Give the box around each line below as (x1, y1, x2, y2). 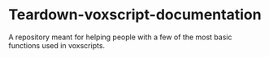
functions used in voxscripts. (8, 40, 106, 50)
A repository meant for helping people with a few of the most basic (8, 32, 232, 42)
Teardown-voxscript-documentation (8, 6, 262, 24)
